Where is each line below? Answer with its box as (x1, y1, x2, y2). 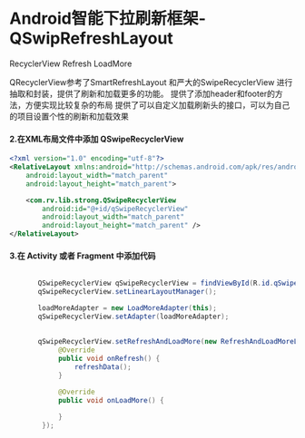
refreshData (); (74, 363, 132, 372)
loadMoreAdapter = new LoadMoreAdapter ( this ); (37, 303, 218, 313)
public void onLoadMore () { (57, 395, 165, 404)
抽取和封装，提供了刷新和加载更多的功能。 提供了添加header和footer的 (9, 88, 275, 99)
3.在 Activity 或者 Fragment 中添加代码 (9, 250, 156, 261)
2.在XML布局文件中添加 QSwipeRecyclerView (9, 133, 184, 144)
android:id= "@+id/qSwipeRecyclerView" (42, 204, 189, 213)
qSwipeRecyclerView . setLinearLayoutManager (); (37, 287, 218, 297)
